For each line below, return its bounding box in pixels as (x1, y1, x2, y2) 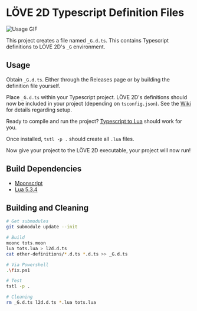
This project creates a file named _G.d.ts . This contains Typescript (6, 37, 169, 44)
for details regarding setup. (6, 106, 73, 113)
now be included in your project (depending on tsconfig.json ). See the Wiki (6, 100, 191, 107)
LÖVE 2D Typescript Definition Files (6, 6, 185, 19)
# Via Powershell (6, 261, 49, 268)
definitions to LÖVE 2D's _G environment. (6, 43, 106, 50)
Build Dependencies (6, 164, 82, 174)
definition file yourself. (6, 82, 61, 89)
